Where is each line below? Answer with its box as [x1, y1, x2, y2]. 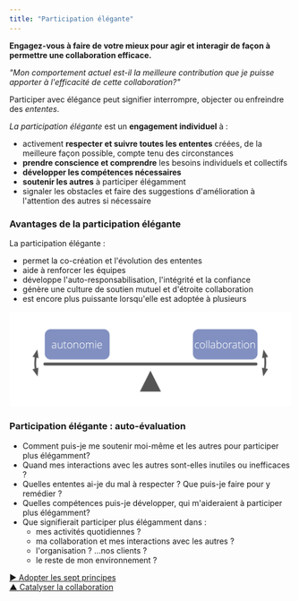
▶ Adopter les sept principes [9, 571, 116, 582]
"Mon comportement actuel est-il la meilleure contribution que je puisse [9, 67, 275, 78]
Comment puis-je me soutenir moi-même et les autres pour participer [21, 440, 279, 451]
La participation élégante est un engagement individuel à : [9, 121, 228, 132]
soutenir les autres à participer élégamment [21, 176, 186, 187]
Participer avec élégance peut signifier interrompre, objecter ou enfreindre [9, 94, 285, 105]
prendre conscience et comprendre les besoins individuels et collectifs [21, 157, 288, 167]
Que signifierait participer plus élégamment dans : [21, 516, 208, 528]
